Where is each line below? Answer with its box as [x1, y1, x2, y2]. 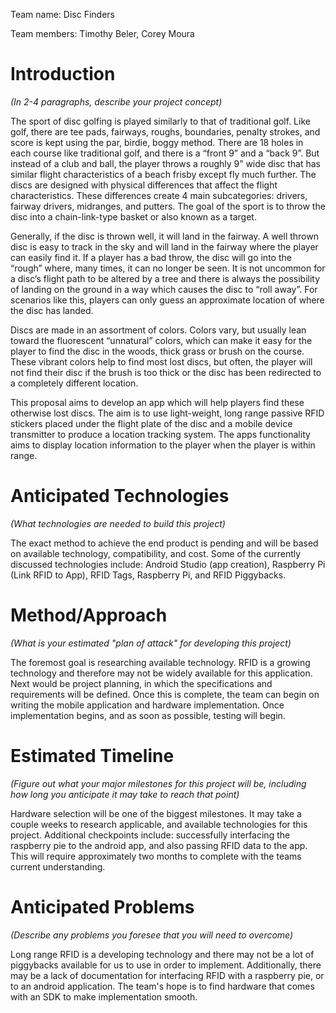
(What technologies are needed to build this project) [10, 517, 226, 529]
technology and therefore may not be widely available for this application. [10, 667, 313, 679]
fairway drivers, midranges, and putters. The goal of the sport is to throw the [10, 200, 326, 212]
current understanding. [10, 860, 106, 873]
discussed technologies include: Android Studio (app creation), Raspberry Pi [10, 558, 326, 570]
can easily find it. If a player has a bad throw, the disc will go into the [10, 251, 292, 263]
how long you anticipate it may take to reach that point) [10, 788, 240, 800]
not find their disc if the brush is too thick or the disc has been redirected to [10, 366, 322, 378]
